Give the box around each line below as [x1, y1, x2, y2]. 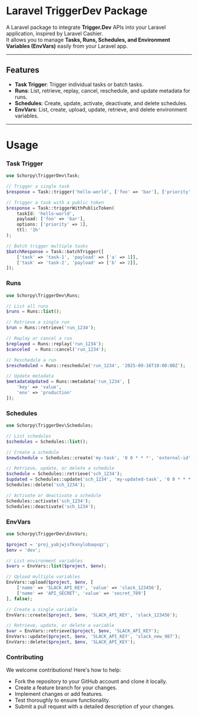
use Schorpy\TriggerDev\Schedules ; [6, 423, 94, 429]
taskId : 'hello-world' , [16, 211, 75, 217]
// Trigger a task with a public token [6, 200, 104, 205]
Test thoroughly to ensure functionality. [14, 697, 111, 704]
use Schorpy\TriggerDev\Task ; [6, 173, 81, 179]
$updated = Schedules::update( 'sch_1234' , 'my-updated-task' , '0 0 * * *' [6, 476, 194, 482]
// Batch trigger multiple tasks [6, 243, 88, 249]
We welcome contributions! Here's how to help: [6, 666, 121, 674]
